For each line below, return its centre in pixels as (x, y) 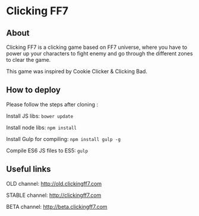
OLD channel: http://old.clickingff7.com (54, 183)
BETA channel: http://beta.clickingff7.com (57, 206)
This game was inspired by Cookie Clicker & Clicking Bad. (77, 71)
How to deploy (34, 90)
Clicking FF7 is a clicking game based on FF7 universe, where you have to (97, 47)
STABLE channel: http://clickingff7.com (54, 195)
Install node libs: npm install (42, 127)
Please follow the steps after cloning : (52, 104)
